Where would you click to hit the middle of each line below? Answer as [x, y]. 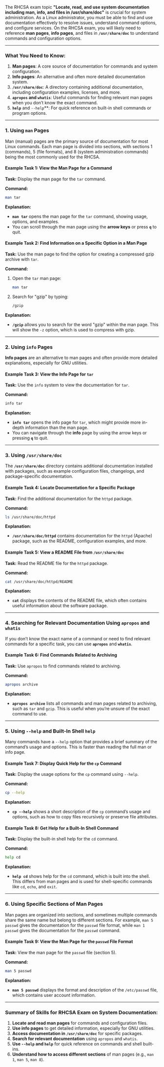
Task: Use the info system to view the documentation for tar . [67, 385]
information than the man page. [57, 428]
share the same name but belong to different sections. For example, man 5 [79, 920]
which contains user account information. [54, 995]
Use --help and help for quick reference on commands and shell [77, 1043]
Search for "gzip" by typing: [40, 297]
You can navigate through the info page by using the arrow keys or [80, 433]
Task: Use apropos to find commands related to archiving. [63, 666]
